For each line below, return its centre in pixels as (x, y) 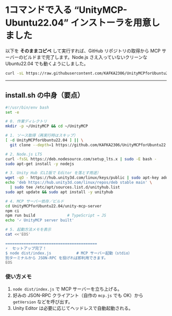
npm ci (12, 211)
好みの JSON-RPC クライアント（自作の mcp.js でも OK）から (78, 295)
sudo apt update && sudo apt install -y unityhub (59, 192)
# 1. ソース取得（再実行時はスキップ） (41, 136)
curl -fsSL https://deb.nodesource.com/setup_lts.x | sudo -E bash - (81, 159)
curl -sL (15, 73)
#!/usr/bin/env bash (27, 108)
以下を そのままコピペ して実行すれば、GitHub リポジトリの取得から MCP (83, 51)
